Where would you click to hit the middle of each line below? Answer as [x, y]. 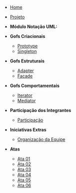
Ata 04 [24, 175]
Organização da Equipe [41, 139]
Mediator [27, 100]
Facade [25, 76]
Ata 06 [24, 185]
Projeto [17, 17]
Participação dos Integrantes [40, 110]
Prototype [28, 46]
